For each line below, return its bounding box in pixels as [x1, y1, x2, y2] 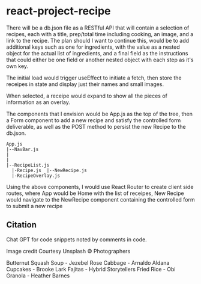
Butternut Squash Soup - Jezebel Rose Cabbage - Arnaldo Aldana [6, 259, 170, 266]
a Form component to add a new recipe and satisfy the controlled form [6, 116, 181, 124]
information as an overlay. [6, 98, 70, 106]
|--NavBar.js [6, 146, 39, 152]
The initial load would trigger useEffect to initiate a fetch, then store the [6, 74, 182, 81]
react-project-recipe [6, 4, 111, 18]
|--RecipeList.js [6, 162, 50, 168]
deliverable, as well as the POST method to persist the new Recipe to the [6, 123, 186, 130]
